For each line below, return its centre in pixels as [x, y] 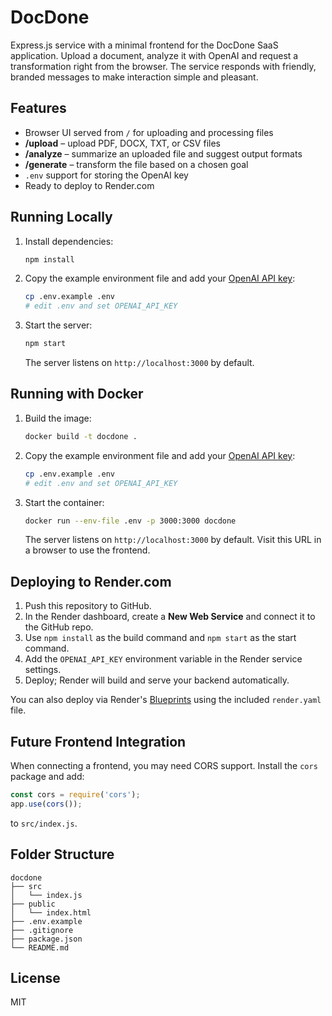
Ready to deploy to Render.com [89, 185]
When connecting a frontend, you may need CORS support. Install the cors [164, 765]
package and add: [47, 776]
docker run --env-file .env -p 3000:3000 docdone [130, 521]
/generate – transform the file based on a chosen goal [136, 164]
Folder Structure [62, 854]
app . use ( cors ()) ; [46, 804]
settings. [43, 670]
